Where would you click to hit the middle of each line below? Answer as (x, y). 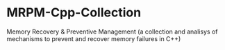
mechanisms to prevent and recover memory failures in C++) (94, 38)
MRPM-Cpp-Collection (74, 13)
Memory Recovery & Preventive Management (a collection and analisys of (112, 32)
